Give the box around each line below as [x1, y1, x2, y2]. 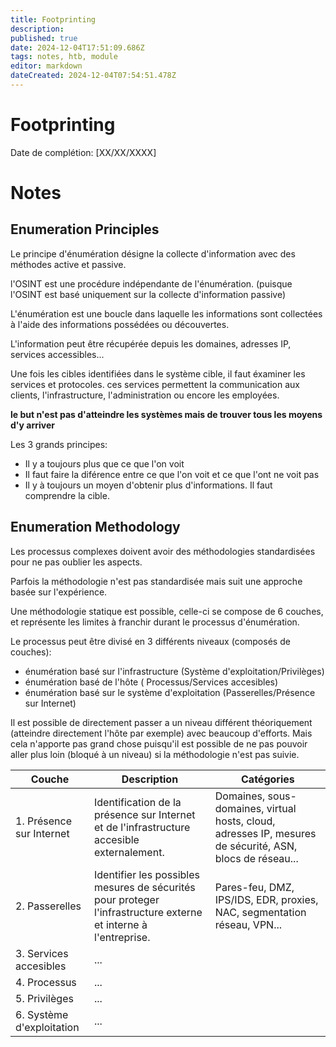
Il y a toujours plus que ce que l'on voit [24, 457, 185, 470]
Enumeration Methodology [10, 519, 181, 536]
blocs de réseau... [214, 851, 299, 865]
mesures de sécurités [94, 880, 196, 894]
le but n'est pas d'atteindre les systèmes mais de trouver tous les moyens [10, 408, 323, 420]
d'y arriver [10, 419, 55, 431]
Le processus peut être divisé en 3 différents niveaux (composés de [10, 635, 291, 647]
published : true [10, 33, 78, 43]
